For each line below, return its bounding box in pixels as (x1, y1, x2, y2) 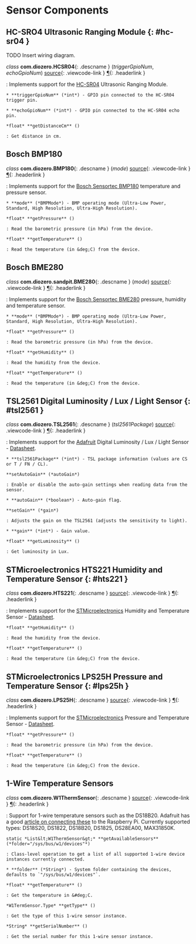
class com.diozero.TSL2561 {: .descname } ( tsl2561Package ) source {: (6, 421, 176, 428)
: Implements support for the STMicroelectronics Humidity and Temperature (6, 607, 190, 615)
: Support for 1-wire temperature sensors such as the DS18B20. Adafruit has (6, 812, 190, 819)
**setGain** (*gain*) (6, 508, 59, 513)
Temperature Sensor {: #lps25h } (6, 681, 129, 691)
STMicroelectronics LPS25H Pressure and (6, 672, 163, 682)
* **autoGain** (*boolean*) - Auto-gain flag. (6, 498, 122, 503)
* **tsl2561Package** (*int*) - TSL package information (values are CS (6, 456, 188, 462)
